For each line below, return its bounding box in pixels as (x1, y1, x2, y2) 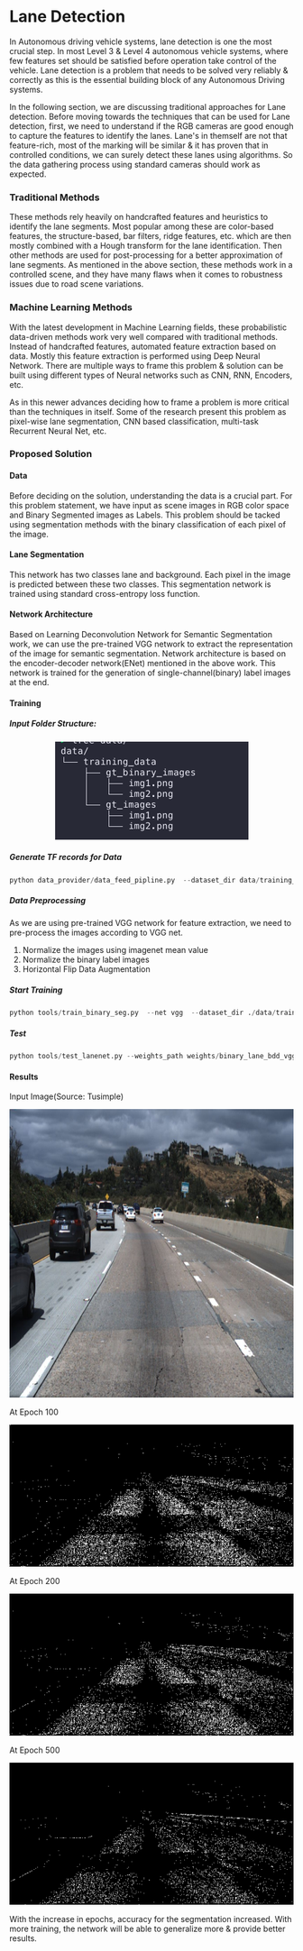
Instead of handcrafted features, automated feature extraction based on (9, 341, 277, 352)
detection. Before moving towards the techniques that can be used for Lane (9, 111, 290, 122)
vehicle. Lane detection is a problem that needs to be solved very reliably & (9, 65, 289, 76)
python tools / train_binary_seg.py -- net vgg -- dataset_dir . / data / (9, 1008, 277, 1018)
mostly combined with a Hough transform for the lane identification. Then (9, 241, 282, 252)
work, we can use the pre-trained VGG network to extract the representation (9, 638, 293, 650)
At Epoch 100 (9, 1406, 59, 1417)
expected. (9, 169, 47, 179)
